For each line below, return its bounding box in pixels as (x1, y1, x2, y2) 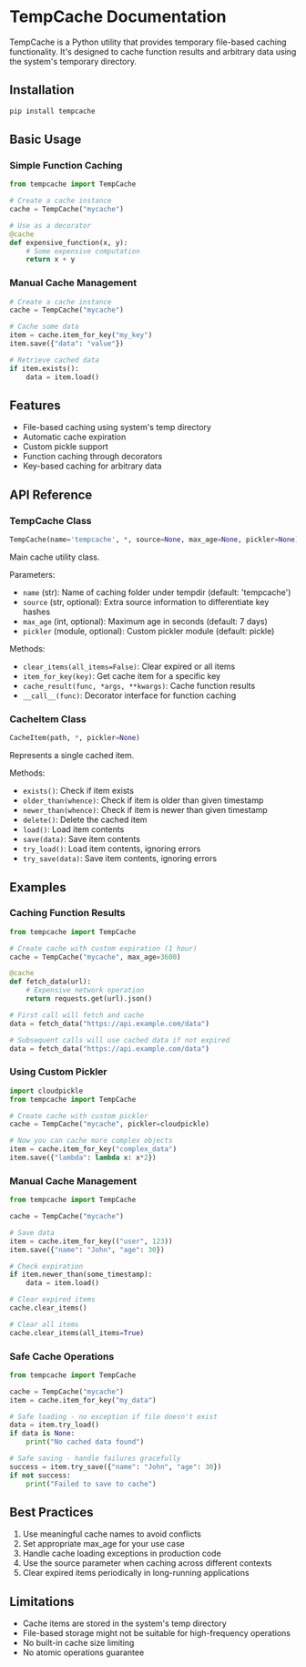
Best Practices (9, 1505, 94, 1519)
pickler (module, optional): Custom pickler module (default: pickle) (22, 625, 275, 636)
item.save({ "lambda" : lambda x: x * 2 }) (9, 1153, 157, 1163)
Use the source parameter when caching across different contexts (22, 1558, 272, 1569)
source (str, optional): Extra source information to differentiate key (22, 596, 270, 607)
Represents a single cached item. (9, 750, 135, 761)
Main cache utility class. (9, 551, 100, 562)
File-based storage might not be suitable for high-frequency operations (22, 1628, 291, 1639)
